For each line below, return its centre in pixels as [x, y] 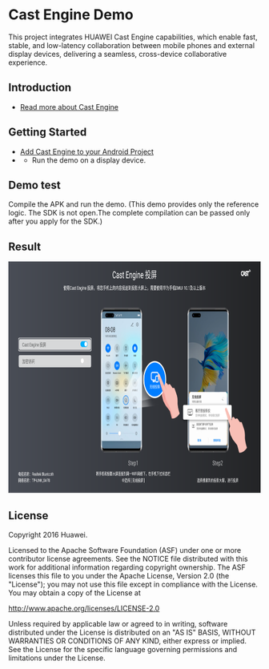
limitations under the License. [57, 658]
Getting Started [48, 133]
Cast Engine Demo [71, 15]
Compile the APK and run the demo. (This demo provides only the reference [134, 204]
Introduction [40, 88]
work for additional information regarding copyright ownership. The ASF [127, 567]
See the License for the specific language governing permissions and [123, 649]
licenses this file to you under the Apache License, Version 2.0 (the [119, 576]
